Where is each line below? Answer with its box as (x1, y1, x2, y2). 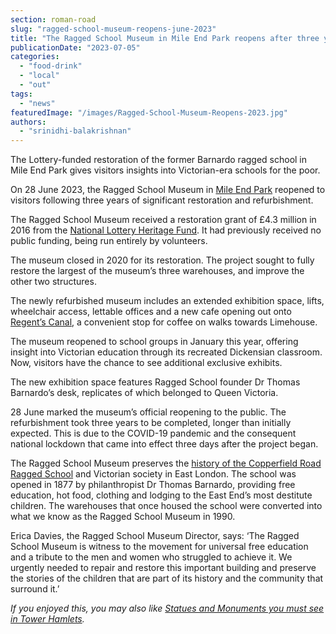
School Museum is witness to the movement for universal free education (10, 541, 309, 553)
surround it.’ (10, 583, 60, 595)
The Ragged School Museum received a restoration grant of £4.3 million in (10, 214, 317, 226)
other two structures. (10, 276, 97, 288)
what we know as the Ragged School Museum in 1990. (10, 511, 236, 523)
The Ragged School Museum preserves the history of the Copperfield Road (10, 457, 322, 470)
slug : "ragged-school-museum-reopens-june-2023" (10, 24, 217, 34)
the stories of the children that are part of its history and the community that (10, 572, 324, 585)
